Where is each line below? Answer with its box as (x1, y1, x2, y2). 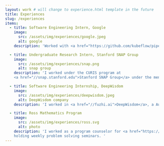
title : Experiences (5, 12, 45, 17)
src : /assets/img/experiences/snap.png (18, 62, 99, 66)
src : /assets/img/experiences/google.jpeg (18, 35, 106, 40)
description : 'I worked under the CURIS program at (14, 70, 121, 76)
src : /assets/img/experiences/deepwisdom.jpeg (18, 93, 115, 98)
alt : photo (18, 125, 41, 129)
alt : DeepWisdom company (18, 97, 69, 103)
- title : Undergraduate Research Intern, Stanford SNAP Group (9, 52, 139, 57)
